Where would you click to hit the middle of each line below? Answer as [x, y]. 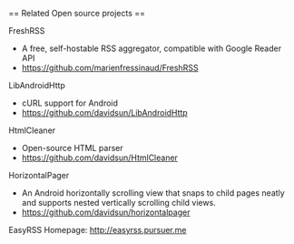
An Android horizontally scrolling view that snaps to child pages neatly [153, 193]
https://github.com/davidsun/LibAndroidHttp [104, 112]
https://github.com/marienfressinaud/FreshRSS [110, 68]
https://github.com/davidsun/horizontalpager [106, 212]
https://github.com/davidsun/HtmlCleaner [100, 158]
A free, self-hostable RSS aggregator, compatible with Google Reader [152, 48]
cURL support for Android [70, 103]
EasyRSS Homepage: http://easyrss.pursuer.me [98, 230]
